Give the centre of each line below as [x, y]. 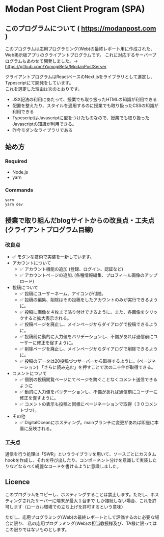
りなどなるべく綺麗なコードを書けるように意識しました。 [63, 466]
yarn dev [14, 204]
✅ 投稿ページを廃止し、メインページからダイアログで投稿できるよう [89, 324]
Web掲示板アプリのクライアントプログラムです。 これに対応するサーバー [79, 55]
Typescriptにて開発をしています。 [39, 83]
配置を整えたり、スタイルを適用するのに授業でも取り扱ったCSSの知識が [85, 106]
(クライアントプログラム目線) [49, 230]
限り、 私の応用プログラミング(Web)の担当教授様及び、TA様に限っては [85, 523]
